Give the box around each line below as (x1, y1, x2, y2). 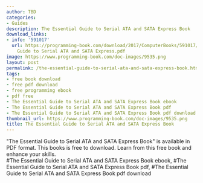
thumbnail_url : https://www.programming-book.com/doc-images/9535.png (6, 115, 188, 121)
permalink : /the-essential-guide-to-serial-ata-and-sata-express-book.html (6, 65, 201, 71)
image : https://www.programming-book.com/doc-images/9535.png (6, 54, 166, 60)
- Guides (6, 20, 28, 26)
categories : (6, 14, 36, 21)
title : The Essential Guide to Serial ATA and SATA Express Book (6, 121, 174, 127)
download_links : (6, 31, 47, 37)
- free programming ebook (6, 88, 71, 94)
